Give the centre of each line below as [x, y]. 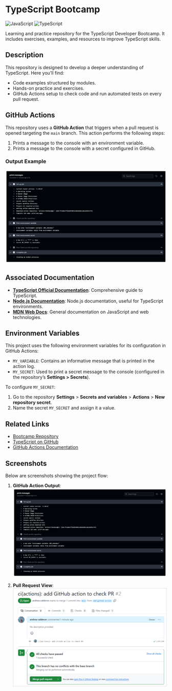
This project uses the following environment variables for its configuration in [86, 345]
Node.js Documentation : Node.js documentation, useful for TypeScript [88, 301]
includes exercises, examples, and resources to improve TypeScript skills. [83, 39]
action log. [24, 366]
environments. [28, 306]
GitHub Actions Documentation [45, 447]
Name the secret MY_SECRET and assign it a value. [64, 408]
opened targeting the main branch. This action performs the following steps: [85, 133]
